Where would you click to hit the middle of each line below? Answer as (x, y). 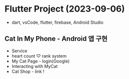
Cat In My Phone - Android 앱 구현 (56, 39)
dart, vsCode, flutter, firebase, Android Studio (57, 22)
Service (19, 51)
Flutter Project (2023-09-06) (65, 9)
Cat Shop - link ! (28, 71)
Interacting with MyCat (35, 66)
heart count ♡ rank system (39, 56)
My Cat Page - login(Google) (41, 61)
